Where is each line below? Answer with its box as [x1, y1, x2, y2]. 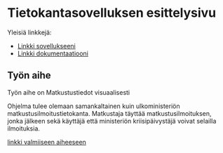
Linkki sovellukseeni [17, 41, 76, 50]
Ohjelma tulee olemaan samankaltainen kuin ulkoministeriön [7, 102, 180, 110]
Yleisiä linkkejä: [7, 28, 52, 36]
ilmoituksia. [7, 124, 41, 133]
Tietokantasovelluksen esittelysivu [7, 5, 217, 21]
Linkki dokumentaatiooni [17, 49, 89, 58]
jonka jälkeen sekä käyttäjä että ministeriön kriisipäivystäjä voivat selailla [7, 117, 217, 125]
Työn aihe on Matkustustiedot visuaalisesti [7, 88, 130, 96]
